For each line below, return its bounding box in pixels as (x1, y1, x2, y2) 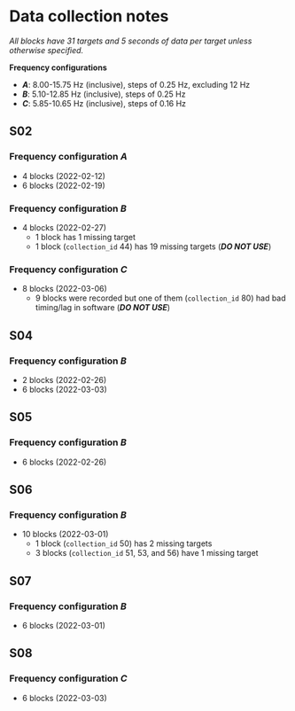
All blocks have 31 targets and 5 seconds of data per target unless (9, 35, 252, 46)
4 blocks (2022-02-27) (21, 222, 107, 232)
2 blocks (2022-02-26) (21, 374, 107, 385)
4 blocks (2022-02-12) (21, 170, 106, 181)
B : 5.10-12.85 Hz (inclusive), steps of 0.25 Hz (21, 89, 186, 99)
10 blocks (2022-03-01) (21, 529, 109, 540)
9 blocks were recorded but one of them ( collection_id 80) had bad (35, 293, 286, 303)
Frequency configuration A (9, 151, 128, 163)
